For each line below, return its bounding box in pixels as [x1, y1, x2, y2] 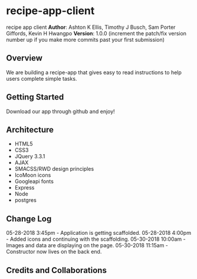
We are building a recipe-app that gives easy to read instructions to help [6, 69, 182, 76]
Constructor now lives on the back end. [6, 248, 102, 255]
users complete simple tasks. [6, 75, 77, 82]
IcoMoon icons [14, 172, 51, 179]
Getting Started [6, 92, 64, 102]
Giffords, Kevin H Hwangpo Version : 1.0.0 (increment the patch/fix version [6, 29, 187, 36]
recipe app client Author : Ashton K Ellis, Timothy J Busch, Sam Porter [6, 24, 176, 31]
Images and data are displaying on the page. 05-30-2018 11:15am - [6, 242, 168, 249]
